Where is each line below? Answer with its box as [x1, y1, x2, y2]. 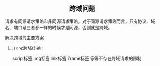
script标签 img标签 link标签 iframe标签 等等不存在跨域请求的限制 [12, 55, 142, 61]
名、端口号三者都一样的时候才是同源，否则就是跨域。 [5, 24, 113, 30]
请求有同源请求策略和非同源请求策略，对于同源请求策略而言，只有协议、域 [5, 18, 155, 24]
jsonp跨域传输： [12, 45, 45, 51]
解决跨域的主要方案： [5, 34, 48, 40]
